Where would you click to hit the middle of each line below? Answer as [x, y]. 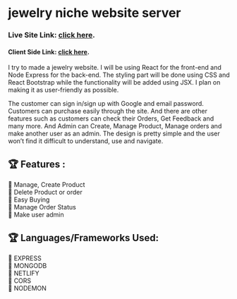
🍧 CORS [20, 281]
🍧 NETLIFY [24, 273]
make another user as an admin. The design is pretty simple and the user [114, 134]
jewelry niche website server [95, 13]
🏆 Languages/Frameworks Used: [84, 238]
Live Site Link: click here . [51, 35]
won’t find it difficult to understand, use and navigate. [86, 141]
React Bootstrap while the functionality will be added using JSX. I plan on [114, 83]
